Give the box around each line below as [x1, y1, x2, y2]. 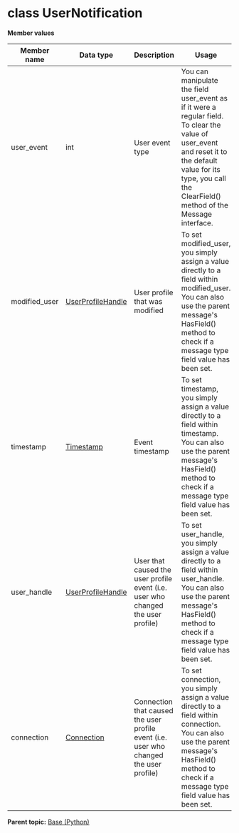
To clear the [181, 120, 221, 130]
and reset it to [181, 146, 228, 156]
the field [181, 84, 209, 94]
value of [181, 128, 208, 138]
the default [181, 155, 218, 165]
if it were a [181, 102, 217, 112]
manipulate [181, 75, 218, 85]
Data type [79, 50, 114, 60]
